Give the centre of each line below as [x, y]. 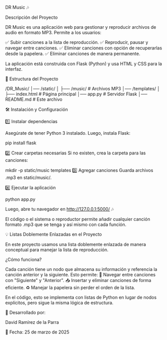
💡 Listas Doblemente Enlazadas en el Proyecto [53, 234]
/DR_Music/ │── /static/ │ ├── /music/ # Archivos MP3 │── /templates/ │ [83, 89]
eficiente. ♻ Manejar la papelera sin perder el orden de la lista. [70, 288]
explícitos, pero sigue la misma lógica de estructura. [59, 303]
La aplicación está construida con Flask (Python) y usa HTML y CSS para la [84, 64]
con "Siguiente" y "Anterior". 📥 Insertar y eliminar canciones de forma [78, 280]
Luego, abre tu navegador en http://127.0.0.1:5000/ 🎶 [60, 209]
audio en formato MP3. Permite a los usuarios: [53, 33]
